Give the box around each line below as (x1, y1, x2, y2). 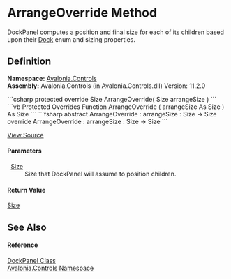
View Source (7, 130, 44, 139)
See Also (7, 221, 47, 233)
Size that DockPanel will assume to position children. (24, 169, 177, 178)
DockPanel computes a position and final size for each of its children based (7, 28, 225, 36)
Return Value (7, 186, 46, 194)
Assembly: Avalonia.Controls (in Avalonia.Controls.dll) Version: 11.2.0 (7, 82, 206, 90)
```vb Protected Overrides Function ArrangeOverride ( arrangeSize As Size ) (7, 103, 225, 111)
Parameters (7, 146, 42, 155)
